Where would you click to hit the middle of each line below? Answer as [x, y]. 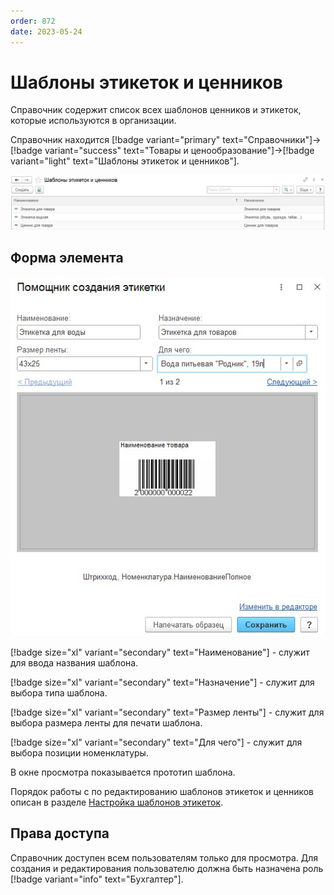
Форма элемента [67, 258]
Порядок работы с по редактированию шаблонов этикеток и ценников [162, 792]
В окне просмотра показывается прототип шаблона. [123, 772]
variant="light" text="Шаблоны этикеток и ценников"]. [125, 161]
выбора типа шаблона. [59, 693]
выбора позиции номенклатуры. [79, 753]
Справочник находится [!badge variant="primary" [115, 140]
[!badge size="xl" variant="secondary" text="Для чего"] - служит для [156, 742]
